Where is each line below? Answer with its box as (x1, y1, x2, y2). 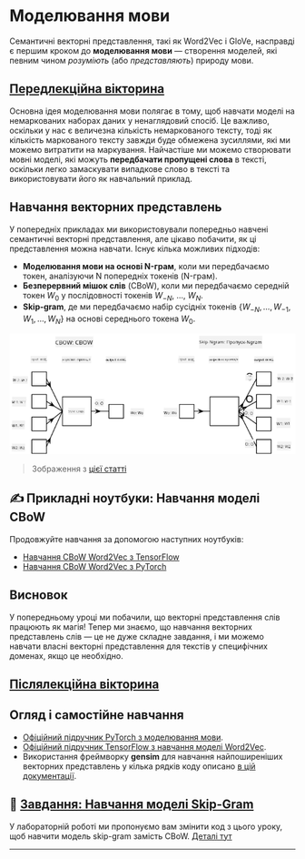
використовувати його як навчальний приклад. (9, 173, 193, 184)
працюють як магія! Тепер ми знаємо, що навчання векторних (9, 621, 252, 632)
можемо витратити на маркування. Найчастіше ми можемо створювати (9, 144, 291, 155)
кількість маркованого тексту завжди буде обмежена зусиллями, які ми (9, 134, 290, 146)
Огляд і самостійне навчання (9, 707, 184, 723)
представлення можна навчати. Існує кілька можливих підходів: (9, 243, 261, 254)
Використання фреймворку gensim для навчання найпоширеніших (22, 751, 283, 762)
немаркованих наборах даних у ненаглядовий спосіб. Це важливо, (9, 115, 271, 126)
